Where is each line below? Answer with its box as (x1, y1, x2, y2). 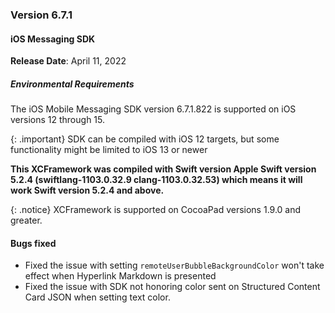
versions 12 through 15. (10, 114, 105, 126)
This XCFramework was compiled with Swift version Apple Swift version (10, 163, 317, 175)
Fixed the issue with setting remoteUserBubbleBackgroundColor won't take (24, 259, 325, 272)
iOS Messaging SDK (10, 33, 96, 45)
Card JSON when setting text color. (24, 291, 171, 303)
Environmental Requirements (10, 78, 135, 90)
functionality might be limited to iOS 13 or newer (10, 144, 208, 156)
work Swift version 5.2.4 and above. (10, 184, 165, 197)
